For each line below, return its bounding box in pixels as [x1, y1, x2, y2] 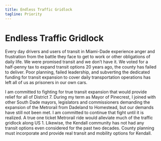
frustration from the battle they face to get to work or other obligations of [5, 54, 151, 60]
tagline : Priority [5, 12, 42, 17]
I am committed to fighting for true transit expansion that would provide [5, 89, 147, 95]
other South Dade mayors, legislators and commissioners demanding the [5, 99, 150, 105]
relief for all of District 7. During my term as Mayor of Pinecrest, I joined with [5, 94, 156, 100]
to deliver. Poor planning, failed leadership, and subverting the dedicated [5, 69, 150, 75]
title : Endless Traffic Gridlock [5, 7, 73, 12]
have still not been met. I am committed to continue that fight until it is [5, 110, 144, 116]
